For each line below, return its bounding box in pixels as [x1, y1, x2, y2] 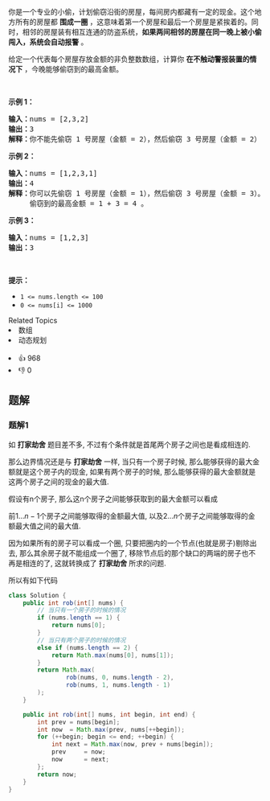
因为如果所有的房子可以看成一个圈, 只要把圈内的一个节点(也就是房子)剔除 [8, 538, 251, 548]
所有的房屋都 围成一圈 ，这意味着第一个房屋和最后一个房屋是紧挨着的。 [14, 17, 252, 27]
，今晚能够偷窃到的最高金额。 [23, 64, 123, 74]
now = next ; [51, 755, 110, 764]
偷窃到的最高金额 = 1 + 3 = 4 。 [29, 199, 149, 207]
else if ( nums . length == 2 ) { [37, 643, 138, 651]
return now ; [37, 770, 78, 778]
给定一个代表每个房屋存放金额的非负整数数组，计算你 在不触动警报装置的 [8, 55, 250, 64]
